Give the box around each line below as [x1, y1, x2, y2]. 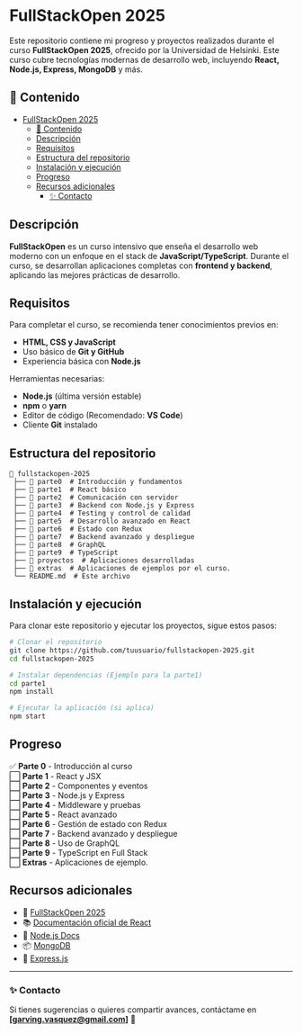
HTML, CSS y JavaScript [22, 337, 117, 347]
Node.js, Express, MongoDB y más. [9, 64, 144, 75]
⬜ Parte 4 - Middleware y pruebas [9, 799, 141, 810]
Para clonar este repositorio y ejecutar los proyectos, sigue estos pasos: [9, 620, 277, 631]
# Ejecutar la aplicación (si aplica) [9, 704, 155, 713]
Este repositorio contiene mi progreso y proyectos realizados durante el [9, 35, 275, 46]
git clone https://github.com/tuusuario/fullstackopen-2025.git [9, 645, 255, 655]
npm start [9, 712, 47, 721]
